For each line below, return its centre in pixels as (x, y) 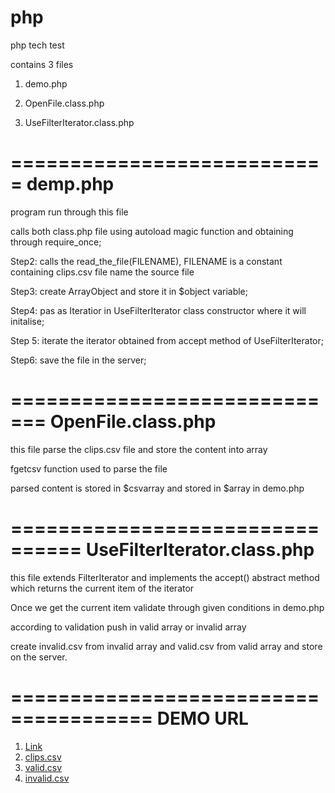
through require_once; (56, 242)
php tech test (37, 45)
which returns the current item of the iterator (102, 588)
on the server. (39, 657)
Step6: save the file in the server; (78, 360)
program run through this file (69, 212)
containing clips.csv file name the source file (102, 272)
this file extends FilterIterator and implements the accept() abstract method (165, 577)
